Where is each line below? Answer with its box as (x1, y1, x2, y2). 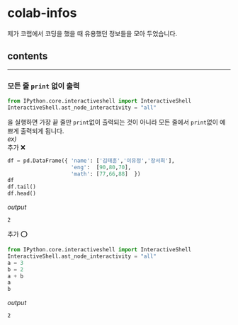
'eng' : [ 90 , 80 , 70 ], (70, 164, 132, 171)
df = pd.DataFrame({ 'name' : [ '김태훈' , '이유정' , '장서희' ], (7, 157, 175, 164)
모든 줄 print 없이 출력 (7, 81, 80, 91)
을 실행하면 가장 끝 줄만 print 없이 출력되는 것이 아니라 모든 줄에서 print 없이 (7, 118, 218, 126)
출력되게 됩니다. (20, 126, 64, 135)
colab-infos (7, 5, 77, 21)
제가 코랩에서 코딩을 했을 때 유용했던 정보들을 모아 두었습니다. (7, 29, 178, 38)
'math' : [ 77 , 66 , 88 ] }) (70, 170, 141, 178)
